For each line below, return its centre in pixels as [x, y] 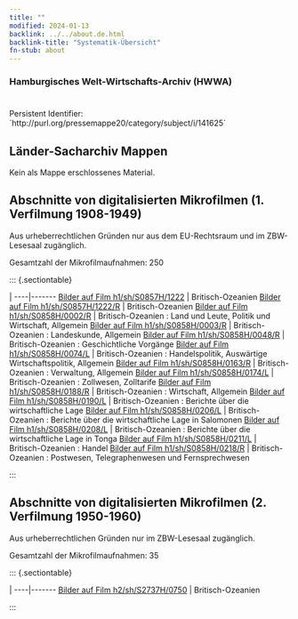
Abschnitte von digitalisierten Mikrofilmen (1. [137, 201]
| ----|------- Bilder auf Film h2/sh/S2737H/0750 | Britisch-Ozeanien [135, 590]
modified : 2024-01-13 [49, 26]
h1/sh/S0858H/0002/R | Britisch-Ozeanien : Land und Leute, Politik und [140, 316]
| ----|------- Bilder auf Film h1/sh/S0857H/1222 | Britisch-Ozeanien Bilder [145, 297]
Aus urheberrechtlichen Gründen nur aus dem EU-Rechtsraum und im [137, 236]
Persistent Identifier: [46, 114]
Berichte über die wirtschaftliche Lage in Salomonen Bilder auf [165, 420]
